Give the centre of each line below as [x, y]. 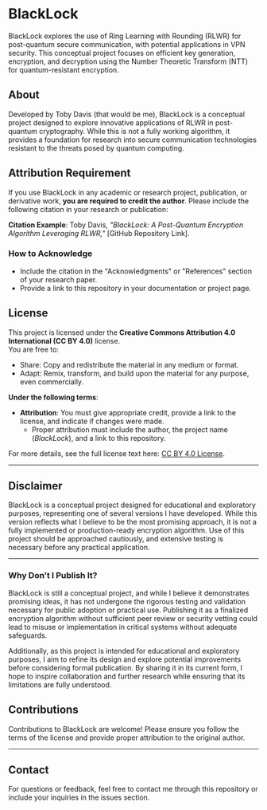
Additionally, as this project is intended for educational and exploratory [124, 651]
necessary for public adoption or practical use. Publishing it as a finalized [128, 610]
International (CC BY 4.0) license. [64, 340]
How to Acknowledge [50, 254]
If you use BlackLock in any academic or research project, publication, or [128, 192]
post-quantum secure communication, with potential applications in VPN [127, 44]
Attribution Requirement [70, 173]
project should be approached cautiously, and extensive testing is [116, 539]
